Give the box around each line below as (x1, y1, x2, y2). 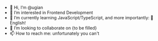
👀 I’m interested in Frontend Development (9, 10, 94, 15)
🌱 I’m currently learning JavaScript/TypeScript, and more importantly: (9, 15, 150, 20)
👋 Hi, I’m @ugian (9, 5, 43, 10)
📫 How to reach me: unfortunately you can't (9, 30, 99, 36)
